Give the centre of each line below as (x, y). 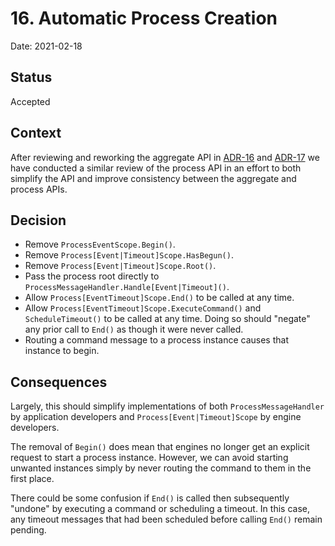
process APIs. (39, 189)
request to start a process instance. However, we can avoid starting (149, 458)
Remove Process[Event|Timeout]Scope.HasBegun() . (129, 255)
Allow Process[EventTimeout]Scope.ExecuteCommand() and (143, 308)
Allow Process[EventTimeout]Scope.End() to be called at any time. (159, 298)
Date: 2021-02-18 (46, 46)
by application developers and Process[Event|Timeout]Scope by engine (156, 417)
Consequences (59, 382)
